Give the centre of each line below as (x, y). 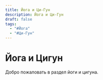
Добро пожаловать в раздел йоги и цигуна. (52, 72)
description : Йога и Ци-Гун (34, 15)
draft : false (19, 19)
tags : (11, 24)
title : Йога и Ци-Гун (28, 10)
